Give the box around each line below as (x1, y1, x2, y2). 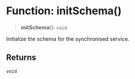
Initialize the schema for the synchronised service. (6, 35, 130, 42)
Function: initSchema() (6, 4, 122, 18)
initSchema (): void (20, 24, 67, 31)
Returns (6, 52, 37, 63)
